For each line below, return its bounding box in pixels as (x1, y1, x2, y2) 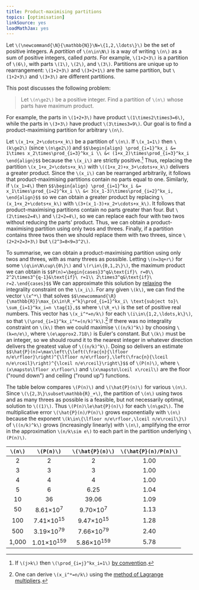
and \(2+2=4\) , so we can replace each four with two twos (42, 212, 185, 220)
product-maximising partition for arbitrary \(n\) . (6, 126, 124, 134)
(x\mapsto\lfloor (6, 366, 49, 373)
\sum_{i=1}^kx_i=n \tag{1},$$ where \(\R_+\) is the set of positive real (6, 303, 181, 310)
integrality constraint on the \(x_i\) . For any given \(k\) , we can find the (6, 286, 185, 293)
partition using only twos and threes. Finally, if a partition (35, 225, 174, 232)
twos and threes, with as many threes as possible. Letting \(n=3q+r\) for (6, 255, 183, 262)
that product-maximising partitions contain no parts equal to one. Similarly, (6, 176, 188, 183)
